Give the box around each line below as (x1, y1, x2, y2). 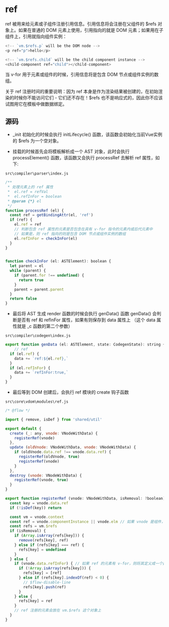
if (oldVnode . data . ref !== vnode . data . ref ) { (14, 450, 112, 455)
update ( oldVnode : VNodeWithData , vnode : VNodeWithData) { (10, 445, 136, 450)
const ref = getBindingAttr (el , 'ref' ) (10, 213, 94, 218)
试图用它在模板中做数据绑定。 (5, 101, 67, 107)
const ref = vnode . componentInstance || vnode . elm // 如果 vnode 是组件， (10, 519, 165, 524)
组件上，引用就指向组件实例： (5, 33, 67, 39)
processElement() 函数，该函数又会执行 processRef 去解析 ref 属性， (12, 155, 156, 161)
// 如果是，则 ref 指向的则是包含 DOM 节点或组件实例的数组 (14, 231, 126, 236)
